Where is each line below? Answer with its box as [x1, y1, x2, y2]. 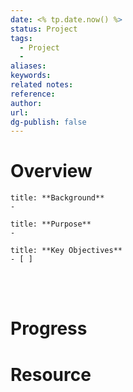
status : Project [10, 24, 78, 34]
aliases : [10, 61, 47, 71]
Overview [10, 160, 93, 183]
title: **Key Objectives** [10, 246, 123, 256]
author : [10, 98, 43, 108]
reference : [10, 89, 56, 99]
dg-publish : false [10, 117, 87, 127]
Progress [10, 317, 88, 340]
